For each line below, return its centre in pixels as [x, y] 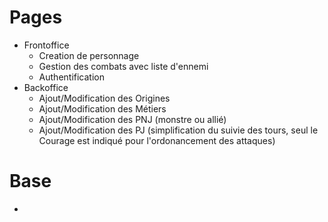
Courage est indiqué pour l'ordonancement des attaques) [157, 140]
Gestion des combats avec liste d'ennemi [123, 66]
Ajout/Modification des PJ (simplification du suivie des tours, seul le [178, 130]
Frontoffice [46, 45]
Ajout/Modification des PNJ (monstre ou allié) [132, 119]
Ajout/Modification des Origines [104, 98]
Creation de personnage [89, 55]
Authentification [71, 77]
